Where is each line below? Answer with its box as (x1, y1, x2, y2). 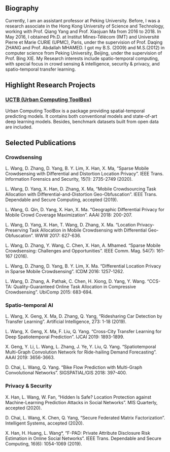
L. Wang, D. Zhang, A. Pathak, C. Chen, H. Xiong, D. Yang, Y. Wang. (5, 278, 146, 284)
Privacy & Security (5, 382, 52, 390)
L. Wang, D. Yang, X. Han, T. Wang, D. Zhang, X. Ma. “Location (5, 222, 136, 228)
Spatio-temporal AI (5, 302, 53, 309)
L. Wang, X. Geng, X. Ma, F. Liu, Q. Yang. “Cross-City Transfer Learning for (5, 329, 162, 335)
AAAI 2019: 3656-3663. (5, 354, 55, 361)
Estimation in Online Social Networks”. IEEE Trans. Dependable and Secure (5, 435, 161, 441)
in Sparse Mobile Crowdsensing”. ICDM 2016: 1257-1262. (5, 269, 124, 275)
